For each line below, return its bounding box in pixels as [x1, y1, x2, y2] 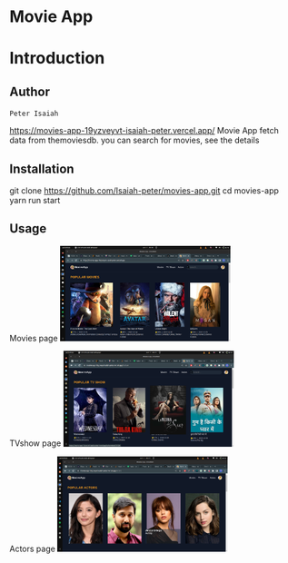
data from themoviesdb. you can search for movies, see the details [9, 134, 260, 146]
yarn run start [9, 195, 61, 205]
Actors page [9, 543, 56, 555]
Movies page [9, 333, 58, 344]
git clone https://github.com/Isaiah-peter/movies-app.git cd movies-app [9, 185, 280, 196]
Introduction [9, 48, 105, 69]
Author [9, 84, 50, 99]
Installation [9, 161, 74, 176]
